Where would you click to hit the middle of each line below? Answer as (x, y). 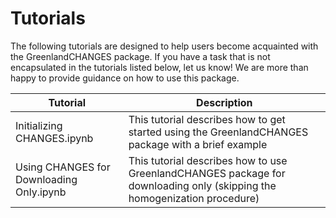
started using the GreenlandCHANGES (218, 132)
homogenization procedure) (194, 198)
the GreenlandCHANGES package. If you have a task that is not (140, 56)
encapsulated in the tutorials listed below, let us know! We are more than (159, 67)
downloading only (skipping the (202, 185)
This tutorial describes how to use (208, 160)
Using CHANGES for (63, 167)
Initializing (39, 125)
